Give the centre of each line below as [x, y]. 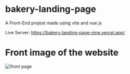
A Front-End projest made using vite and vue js [53, 23]
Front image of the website [62, 53]
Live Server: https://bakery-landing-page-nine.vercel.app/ [65, 32]
